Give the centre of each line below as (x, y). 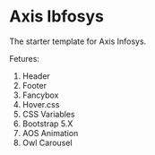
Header (36, 76)
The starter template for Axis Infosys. (78, 41)
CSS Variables (48, 114)
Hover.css (41, 104)
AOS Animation (50, 133)
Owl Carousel (47, 142)
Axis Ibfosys (57, 17)
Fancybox (40, 95)
